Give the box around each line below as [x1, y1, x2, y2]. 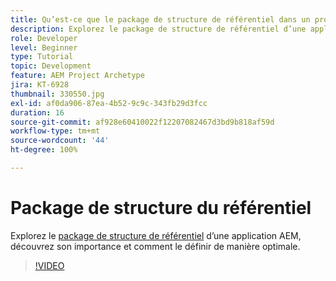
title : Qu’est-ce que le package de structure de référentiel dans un [10, 14, 311, 25]
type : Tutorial [10, 52, 74, 62]
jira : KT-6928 [10, 80, 70, 90]
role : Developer [10, 33, 78, 43]
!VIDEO [34, 259, 65, 271]
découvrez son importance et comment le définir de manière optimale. [10, 240, 301, 252]
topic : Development [10, 61, 92, 71]
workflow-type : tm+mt [10, 126, 101, 136]
